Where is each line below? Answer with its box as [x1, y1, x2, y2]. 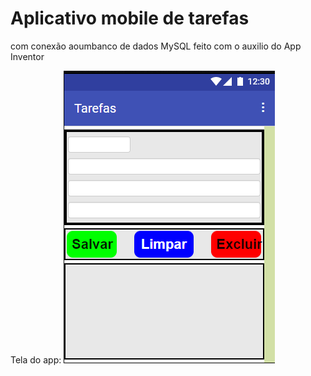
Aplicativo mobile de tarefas [10, 7, 250, 30]
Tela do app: [10, 353, 62, 366]
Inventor [10, 50, 45, 62]
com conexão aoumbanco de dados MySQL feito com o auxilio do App [10, 40, 302, 52]
